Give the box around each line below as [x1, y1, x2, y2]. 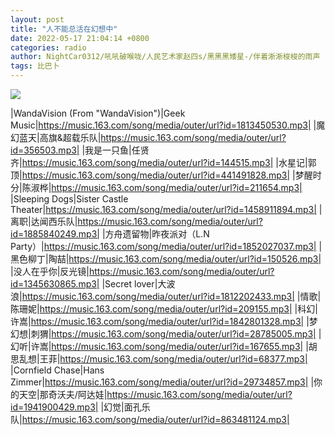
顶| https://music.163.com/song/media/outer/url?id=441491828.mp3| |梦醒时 [10, 169, 322, 181]
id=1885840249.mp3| [10, 228, 100, 240]
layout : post [10, 14, 65, 25]
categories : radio [10, 42, 87, 53]
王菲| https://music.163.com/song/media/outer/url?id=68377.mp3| [39, 353, 308, 365]
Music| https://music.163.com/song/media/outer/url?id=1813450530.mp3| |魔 [10, 119, 326, 131]
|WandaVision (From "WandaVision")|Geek [10, 107, 186, 119]
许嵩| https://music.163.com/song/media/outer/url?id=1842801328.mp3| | [10, 316, 310, 327]
